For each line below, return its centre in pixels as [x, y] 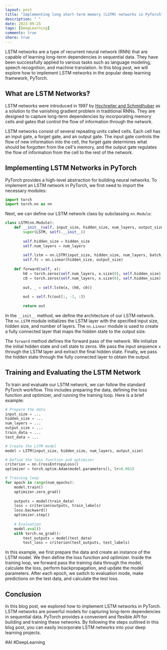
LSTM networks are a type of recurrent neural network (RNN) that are [77, 51]
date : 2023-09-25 [23, 24]
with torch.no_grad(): [38, 533]
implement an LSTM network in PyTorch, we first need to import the [75, 185]
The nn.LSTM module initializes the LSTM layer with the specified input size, [82, 321]
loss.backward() [31, 510]
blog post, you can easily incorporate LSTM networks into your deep [75, 628]
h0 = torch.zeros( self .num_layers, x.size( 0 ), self [78, 274]
